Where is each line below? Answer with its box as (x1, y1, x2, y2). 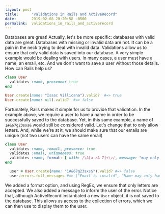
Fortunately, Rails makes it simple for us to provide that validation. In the (5, 106, 151, 112)
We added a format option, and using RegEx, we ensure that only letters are (5, 182, 158, 188)
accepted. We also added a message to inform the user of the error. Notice (5, 187, 157, 193)
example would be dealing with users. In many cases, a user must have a (5, 55, 153, 61)
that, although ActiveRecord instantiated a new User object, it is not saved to (5, 192, 160, 198)
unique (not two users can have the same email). (5, 132, 104, 138)
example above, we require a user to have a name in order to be (5, 111, 134, 118)
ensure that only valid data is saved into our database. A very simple (5, 50, 143, 56)
